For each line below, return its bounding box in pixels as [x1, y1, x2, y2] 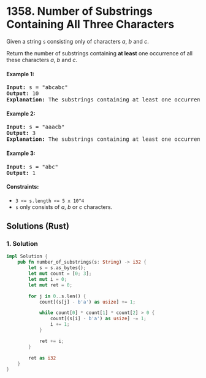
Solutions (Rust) [6, 221, 69, 232]
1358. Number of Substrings [6, 4, 153, 18]
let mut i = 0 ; [28, 276, 67, 282]
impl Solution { [6, 253, 48, 259]
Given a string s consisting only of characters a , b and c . [6, 37, 149, 45]
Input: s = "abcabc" [6, 84, 69, 91]
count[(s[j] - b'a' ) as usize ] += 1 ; [39, 299, 136, 305]
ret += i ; [39, 338, 64, 344]
